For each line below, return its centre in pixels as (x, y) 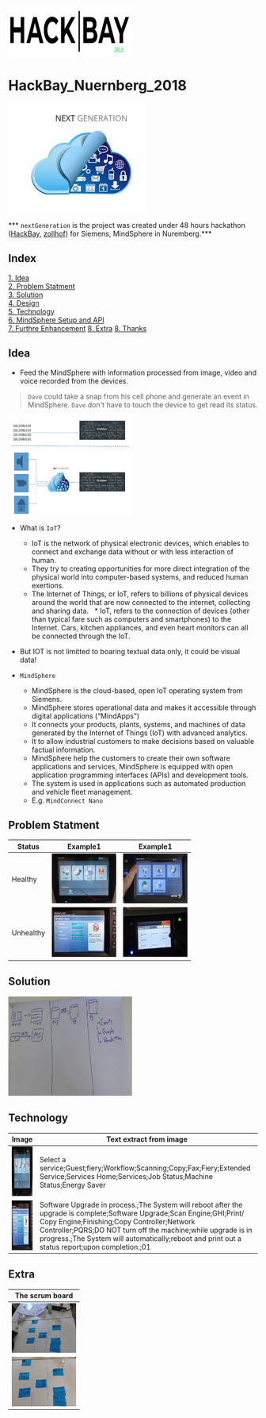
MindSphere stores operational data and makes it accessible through (144, 707)
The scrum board (44, 1296)
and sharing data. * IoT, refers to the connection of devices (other (141, 611)
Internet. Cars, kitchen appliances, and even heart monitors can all (140, 627)
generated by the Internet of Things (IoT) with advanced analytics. (139, 733)
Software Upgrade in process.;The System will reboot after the (141, 1205)
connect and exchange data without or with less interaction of (132, 551)
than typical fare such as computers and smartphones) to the (131, 619)
